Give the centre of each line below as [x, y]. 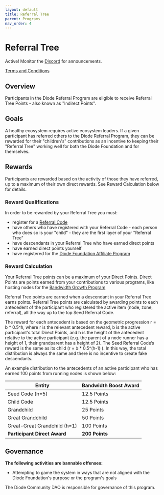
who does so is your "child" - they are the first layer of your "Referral [82, 233]
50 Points [93, 418]
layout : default [22, 10]
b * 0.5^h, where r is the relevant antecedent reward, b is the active [73, 327]
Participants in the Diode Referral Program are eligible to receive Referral [78, 98]
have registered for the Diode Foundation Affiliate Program [71, 253]
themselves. [17, 151]
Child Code [20, 402]
